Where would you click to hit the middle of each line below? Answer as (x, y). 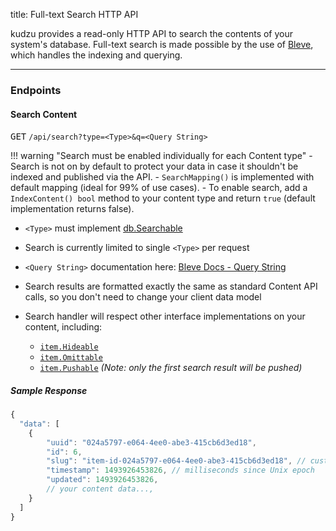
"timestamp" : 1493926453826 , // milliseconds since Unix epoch (180, 470)
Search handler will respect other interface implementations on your (165, 316)
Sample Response (49, 390)
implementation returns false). (72, 209)
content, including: (63, 327)
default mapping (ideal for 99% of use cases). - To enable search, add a (159, 188)
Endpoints (36, 90)
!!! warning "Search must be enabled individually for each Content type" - (161, 156)
